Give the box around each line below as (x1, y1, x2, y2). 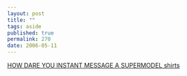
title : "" (7, 17, 36, 23)
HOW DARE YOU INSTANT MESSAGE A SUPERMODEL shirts (7, 61, 180, 69)
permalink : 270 (7, 36, 51, 43)
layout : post (7, 10, 45, 17)
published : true (7, 29, 54, 37)
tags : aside (7, 23, 42, 30)
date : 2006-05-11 (7, 42, 57, 49)
